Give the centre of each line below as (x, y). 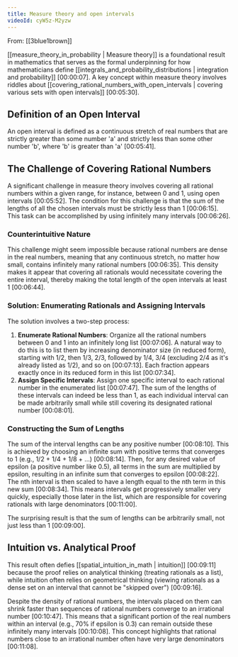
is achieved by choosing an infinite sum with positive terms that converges (116, 451)
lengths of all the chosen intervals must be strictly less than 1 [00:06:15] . (113, 208)
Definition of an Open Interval (74, 114)
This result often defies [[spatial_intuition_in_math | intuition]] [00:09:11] (112, 565)
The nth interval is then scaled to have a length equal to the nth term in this (117, 482)
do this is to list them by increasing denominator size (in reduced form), (122, 350)
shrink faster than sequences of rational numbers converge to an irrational (116, 608)
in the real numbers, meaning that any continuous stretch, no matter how (114, 257)
